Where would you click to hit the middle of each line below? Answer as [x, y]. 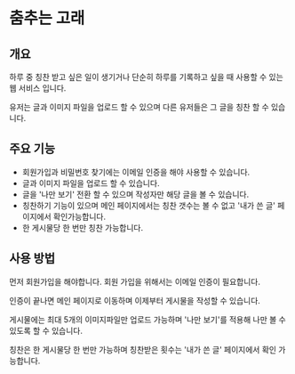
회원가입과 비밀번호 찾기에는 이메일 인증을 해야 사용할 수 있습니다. [136, 172]
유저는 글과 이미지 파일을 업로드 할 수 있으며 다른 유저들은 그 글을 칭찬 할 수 [139, 107]
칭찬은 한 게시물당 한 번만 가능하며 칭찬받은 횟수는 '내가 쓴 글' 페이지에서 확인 [143, 349]
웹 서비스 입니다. [38, 88]
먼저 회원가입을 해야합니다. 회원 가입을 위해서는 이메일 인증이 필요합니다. [135, 281]
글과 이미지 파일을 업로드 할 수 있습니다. [91, 183]
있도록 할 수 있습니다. [46, 330]
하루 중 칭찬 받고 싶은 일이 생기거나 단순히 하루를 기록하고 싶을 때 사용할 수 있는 [147, 77]
